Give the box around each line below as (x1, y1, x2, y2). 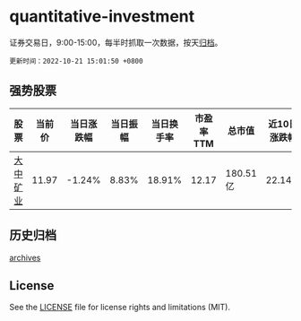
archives (9, 252, 41, 263)
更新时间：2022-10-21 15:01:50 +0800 (9, 56, 143, 65)
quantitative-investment (9, 6, 195, 27)
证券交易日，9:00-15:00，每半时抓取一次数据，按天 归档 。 (9, 37, 223, 48)
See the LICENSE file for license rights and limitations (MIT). (9, 302, 231, 313)
